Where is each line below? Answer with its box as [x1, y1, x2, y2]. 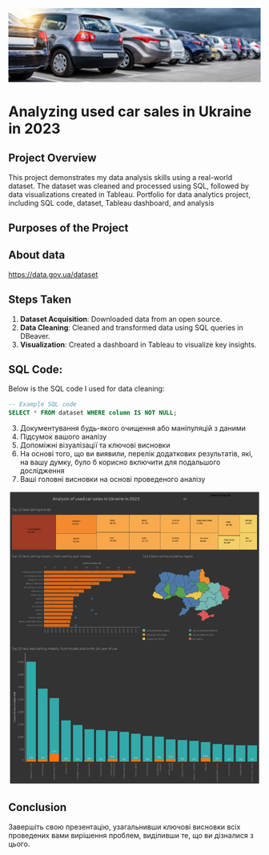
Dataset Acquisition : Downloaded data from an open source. [19, 314, 223, 323]
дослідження [19, 466, 66, 476]
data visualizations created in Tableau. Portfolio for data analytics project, [8, 189, 251, 199]
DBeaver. [19, 331, 50, 340]
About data [8, 248, 66, 262]
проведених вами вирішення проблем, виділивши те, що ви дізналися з [8, 830, 254, 840]
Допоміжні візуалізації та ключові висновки [19, 440, 171, 450]
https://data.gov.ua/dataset [8, 269, 98, 279]
